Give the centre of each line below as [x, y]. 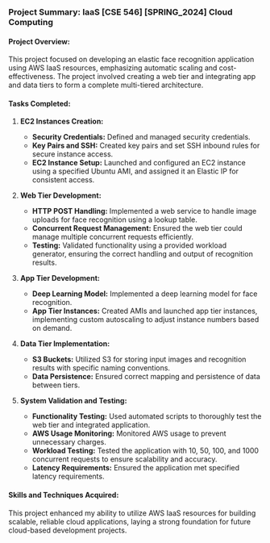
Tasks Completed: [39, 103]
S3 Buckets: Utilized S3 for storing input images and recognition [139, 359]
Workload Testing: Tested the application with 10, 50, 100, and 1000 [145, 451]
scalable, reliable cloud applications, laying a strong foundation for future [130, 521]
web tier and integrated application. [91, 425]
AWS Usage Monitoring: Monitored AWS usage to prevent [129, 433]
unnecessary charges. [69, 442]
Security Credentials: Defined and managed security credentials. [141, 137]
